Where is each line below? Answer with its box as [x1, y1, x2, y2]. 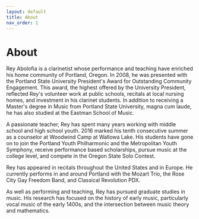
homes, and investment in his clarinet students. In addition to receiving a [6, 96, 184, 104]
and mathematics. [6, 207, 50, 214]
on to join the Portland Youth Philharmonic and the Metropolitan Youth [6, 140, 177, 147]
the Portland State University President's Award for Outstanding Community [6, 78, 192, 85]
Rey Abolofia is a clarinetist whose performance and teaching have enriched [6, 65, 193, 72]
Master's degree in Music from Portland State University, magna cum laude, [6, 103, 192, 110]
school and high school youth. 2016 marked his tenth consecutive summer [6, 127, 188, 134]
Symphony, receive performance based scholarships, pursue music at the [6, 146, 187, 154]
